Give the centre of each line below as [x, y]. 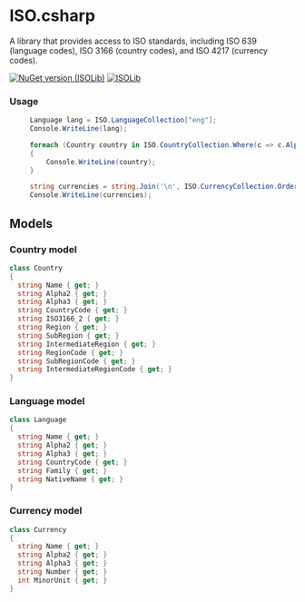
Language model [47, 401]
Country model [43, 249]
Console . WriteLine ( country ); [101, 162]
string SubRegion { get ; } [69, 336]
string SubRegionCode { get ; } [77, 361]
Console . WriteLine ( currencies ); [91, 195]
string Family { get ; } [62, 470]
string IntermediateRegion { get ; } [87, 344]
